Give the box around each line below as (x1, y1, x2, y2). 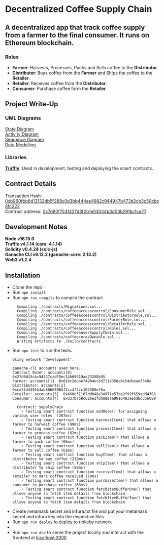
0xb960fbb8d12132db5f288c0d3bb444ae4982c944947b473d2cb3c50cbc (5, 198, 160, 204)
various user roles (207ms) (12, 414, 72, 419)
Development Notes (5, 223, 67, 231)
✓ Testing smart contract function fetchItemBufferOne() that (21, 487, 152, 492)
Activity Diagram (5, 131, 39, 137)
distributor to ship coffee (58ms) (12, 465, 86, 470)
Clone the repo (12, 284, 43, 290)
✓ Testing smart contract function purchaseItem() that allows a (21, 478, 159, 483)
